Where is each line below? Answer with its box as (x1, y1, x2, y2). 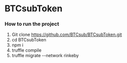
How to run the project (4, 21, 60, 28)
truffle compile (11, 47, 42, 53)
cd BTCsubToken (11, 37, 46, 43)
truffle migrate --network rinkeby (11, 53, 79, 59)
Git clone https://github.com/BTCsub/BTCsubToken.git (11, 31, 122, 37)
